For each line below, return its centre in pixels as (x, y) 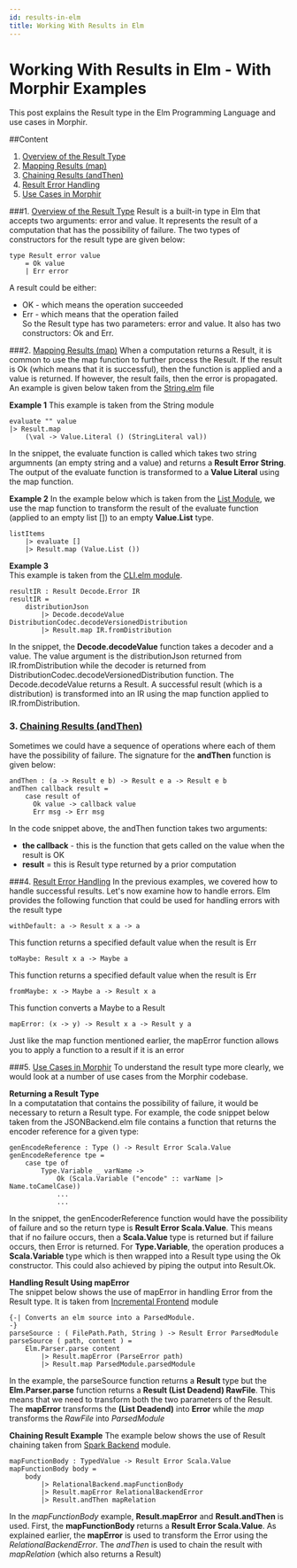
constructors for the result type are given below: (97, 239)
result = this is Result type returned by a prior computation (129, 864)
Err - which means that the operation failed (100, 315)
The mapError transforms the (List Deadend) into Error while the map (137, 1408)
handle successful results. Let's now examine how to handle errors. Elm (140, 891)
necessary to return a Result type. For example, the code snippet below (139, 1112)
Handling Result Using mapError (69, 1283)
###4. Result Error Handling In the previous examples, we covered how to (144, 881)
